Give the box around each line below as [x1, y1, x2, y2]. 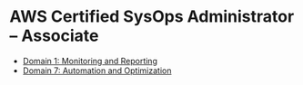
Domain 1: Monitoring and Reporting [22, 55, 157, 66]
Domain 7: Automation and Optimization [22, 65, 172, 76]
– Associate [9, 25, 99, 46]
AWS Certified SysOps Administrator [9, 6, 295, 27]
